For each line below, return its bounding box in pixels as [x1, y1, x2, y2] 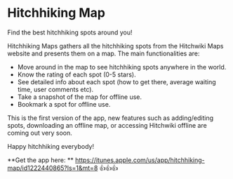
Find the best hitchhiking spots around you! [7, 28, 133, 37]
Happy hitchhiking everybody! [7, 142, 95, 150]
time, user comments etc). [17, 85, 93, 93]
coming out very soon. [7, 128, 72, 137]
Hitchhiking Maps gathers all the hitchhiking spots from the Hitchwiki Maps [7, 41, 224, 50]
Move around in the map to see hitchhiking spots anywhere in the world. [17, 62, 227, 71]
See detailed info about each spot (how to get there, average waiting [17, 77, 216, 86]
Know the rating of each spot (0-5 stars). [17, 70, 136, 79]
